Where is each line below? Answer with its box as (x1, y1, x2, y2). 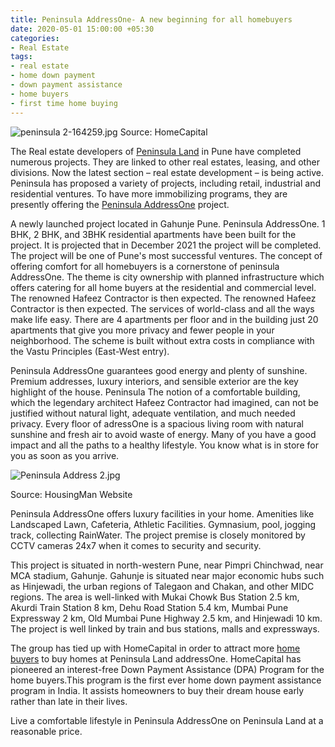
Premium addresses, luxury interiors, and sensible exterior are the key (10, 375, 299, 387)
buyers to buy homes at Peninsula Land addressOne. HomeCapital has (10, 652, 302, 665)
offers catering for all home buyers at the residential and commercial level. (10, 281, 317, 293)
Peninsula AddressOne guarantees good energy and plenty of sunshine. (10, 364, 308, 376)
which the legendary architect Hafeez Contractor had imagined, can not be (10, 396, 320, 408)
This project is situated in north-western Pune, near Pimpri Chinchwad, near (10, 559, 324, 571)
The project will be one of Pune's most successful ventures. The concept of (10, 249, 323, 261)
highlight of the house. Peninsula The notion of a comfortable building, (10, 386, 301, 398)
